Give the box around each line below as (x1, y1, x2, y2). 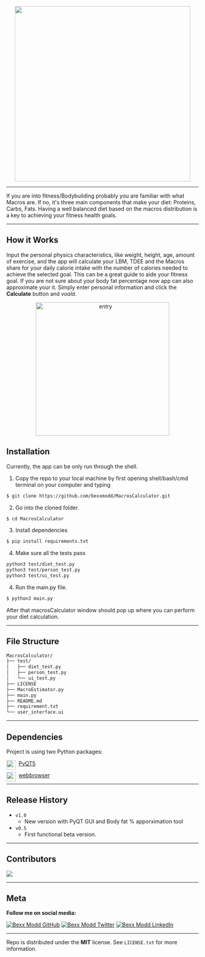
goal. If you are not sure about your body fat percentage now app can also (6, 277, 193, 284)
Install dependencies (15, 526, 68, 534)
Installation (6, 446, 50, 457)
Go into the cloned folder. (15, 504, 79, 511)
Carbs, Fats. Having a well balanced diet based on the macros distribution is (6, 205, 198, 212)
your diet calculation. (6, 613, 59, 620)
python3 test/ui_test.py (6, 573, 70, 579)
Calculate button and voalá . (6, 290, 77, 297)
